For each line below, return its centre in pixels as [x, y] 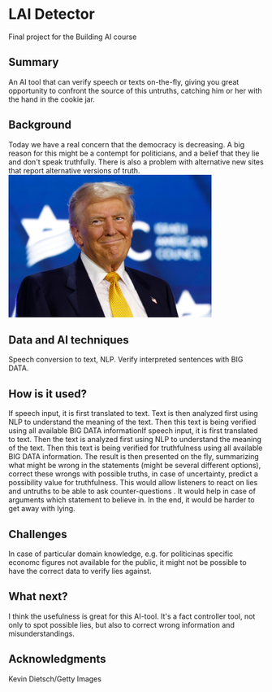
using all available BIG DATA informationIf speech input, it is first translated [133, 431]
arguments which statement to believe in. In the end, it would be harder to [132, 500]
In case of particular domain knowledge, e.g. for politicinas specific [121, 554]
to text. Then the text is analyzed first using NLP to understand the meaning [135, 440]
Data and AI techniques [69, 340]
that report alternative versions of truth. [74, 170]
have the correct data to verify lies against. [80, 572]
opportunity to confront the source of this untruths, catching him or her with [135, 90]
